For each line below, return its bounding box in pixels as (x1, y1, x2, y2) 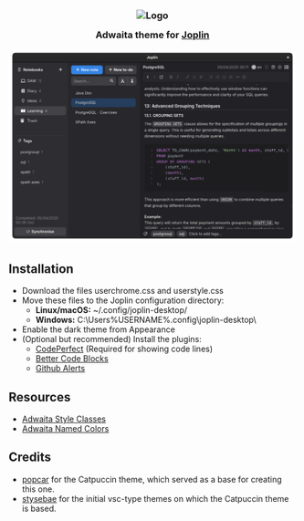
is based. (21, 503, 57, 514)
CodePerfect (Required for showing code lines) (35, 343, 214, 355)
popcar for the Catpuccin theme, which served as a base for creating (21, 474, 282, 485)
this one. (21, 484, 56, 495)
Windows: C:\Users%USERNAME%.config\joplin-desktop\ (35, 315, 257, 326)
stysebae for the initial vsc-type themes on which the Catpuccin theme (21, 493, 289, 504)
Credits (8, 450, 52, 465)
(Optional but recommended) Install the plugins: (21, 334, 202, 345)
